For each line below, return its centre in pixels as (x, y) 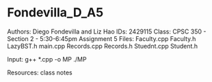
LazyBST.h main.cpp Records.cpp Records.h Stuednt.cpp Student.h (103, 46)
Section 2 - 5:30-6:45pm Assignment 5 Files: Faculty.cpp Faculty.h (102, 38)
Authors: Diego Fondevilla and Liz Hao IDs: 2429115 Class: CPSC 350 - (107, 31)
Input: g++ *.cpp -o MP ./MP (47, 59)
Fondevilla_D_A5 (55, 13)
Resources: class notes (40, 72)
